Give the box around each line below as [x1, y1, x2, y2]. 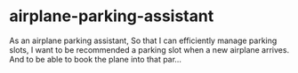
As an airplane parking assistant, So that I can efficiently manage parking [9, 35, 278, 46]
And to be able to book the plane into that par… [9, 54, 182, 64]
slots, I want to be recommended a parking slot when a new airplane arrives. [9, 44, 290, 55]
